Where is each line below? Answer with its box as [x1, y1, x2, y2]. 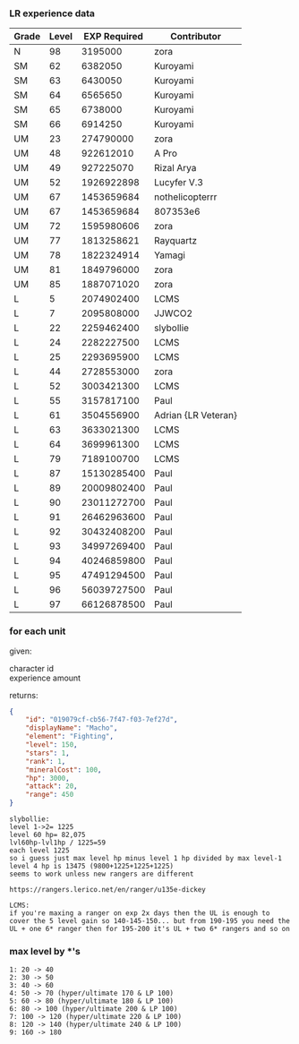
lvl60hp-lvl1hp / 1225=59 [9, 838, 106, 848]
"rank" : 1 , [25, 757, 66, 766]
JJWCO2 [153, 307, 193, 320]
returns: [9, 689, 38, 700]
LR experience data [9, 7, 96, 20]
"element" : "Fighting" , [25, 732, 115, 741]
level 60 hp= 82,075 [9, 831, 87, 840]
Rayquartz [153, 235, 198, 247]
